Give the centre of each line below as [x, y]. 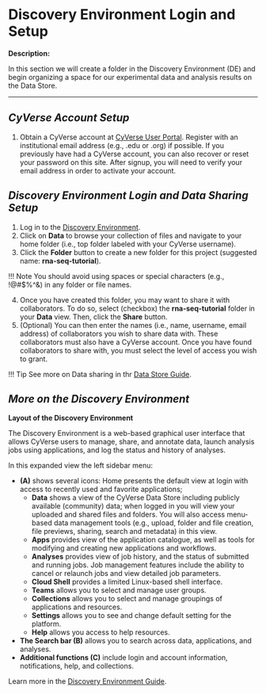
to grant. [34, 359]
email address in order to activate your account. [98, 170]
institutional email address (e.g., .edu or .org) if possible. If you [122, 145]
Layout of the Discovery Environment [70, 418]
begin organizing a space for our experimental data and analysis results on [130, 77]
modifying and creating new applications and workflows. [124, 548]
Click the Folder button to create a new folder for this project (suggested [138, 252]
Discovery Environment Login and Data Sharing [128, 196]
